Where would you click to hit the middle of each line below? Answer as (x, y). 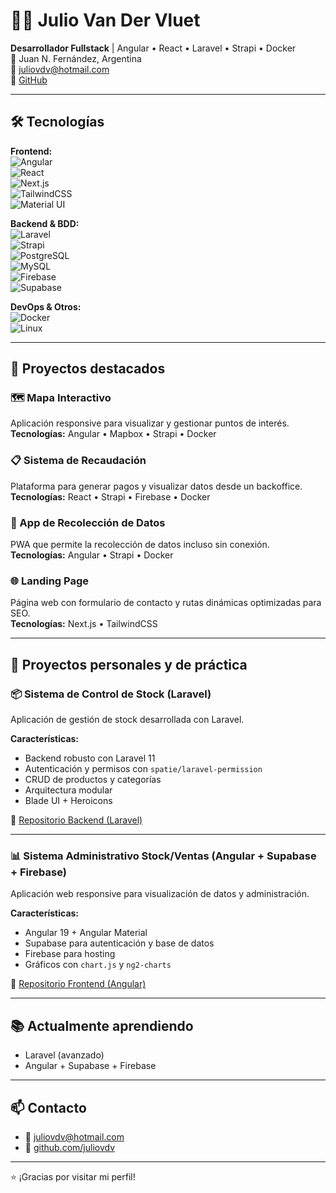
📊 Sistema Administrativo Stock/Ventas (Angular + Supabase (163, 856)
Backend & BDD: (45, 223)
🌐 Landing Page (50, 581)
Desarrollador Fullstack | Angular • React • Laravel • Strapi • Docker (153, 48)
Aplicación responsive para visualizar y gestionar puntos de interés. (150, 423)
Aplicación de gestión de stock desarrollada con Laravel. (127, 720)
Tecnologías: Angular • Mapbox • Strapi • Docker (113, 434)
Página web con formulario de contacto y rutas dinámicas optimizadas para (166, 603)
